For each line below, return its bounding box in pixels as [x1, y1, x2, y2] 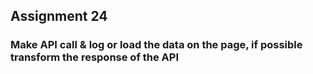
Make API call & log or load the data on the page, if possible [10, 38, 303, 52]
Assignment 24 [10, 8, 108, 25]
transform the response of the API [10, 50, 180, 64]
